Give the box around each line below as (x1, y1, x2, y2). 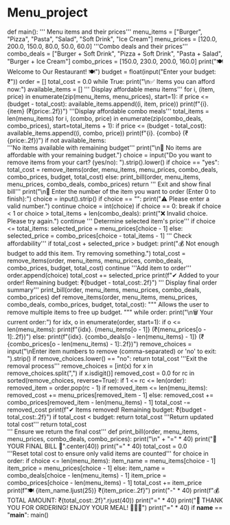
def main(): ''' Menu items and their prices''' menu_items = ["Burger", (7, 27, 203, 36)
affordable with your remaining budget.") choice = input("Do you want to (7, 150, 212, 159)
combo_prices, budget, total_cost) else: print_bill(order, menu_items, (7, 172, 201, 181)
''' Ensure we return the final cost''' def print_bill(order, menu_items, (7, 427, 200, 436)
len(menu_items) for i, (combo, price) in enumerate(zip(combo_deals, (7, 114, 203, 122)
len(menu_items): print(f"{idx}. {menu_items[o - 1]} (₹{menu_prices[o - (7, 325, 207, 333)
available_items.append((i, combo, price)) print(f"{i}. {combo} (7, 129, 181, 137)
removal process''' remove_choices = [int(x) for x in (7, 361, 153, 370)
